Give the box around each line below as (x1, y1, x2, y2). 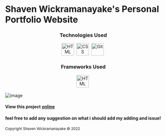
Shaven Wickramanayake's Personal (5, 3, 160, 15)
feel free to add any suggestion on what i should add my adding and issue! (5, 115, 162, 121)
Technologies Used (59, 32, 108, 39)
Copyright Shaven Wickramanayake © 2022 (5, 126, 80, 131)
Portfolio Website (5, 14, 78, 25)
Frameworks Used (60, 64, 106, 70)
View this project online (5, 104, 55, 110)
